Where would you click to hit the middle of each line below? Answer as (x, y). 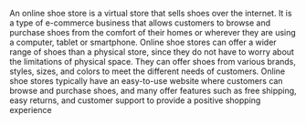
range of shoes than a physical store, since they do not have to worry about (152, 52)
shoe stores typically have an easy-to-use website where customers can (146, 81)
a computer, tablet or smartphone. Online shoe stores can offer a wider (143, 42)
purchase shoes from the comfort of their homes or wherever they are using (153, 32)
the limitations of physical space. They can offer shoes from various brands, (153, 62)
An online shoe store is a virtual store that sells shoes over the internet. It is (151, 13)
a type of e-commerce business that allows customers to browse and (140, 23)
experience (31, 110)
